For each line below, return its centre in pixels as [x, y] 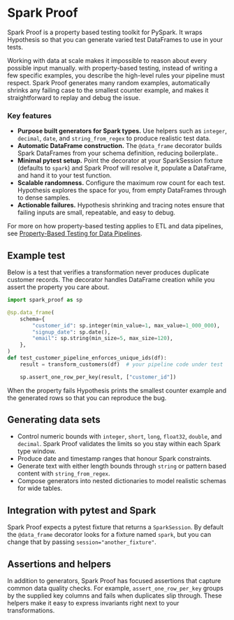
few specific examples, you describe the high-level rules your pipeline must [116, 75]
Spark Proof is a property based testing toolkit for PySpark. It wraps [105, 32]
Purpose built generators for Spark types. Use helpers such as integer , [122, 131]
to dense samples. [44, 198]
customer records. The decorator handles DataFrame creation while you [111, 280]
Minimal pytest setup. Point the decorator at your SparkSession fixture [120, 161]
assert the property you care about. [58, 287]
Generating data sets [54, 420]
